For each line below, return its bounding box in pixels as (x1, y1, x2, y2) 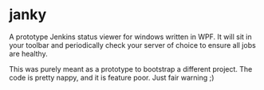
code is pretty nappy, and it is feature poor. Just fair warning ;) (9, 72, 215, 82)
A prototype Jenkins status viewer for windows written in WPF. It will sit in (9, 32, 252, 41)
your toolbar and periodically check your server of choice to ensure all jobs (9, 40, 256, 49)
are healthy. (9, 49, 48, 58)
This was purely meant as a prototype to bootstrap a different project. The (9, 64, 253, 73)
